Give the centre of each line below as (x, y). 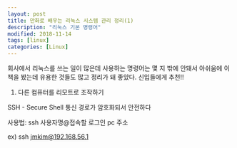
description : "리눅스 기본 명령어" (54, 27)
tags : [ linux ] (29, 41)
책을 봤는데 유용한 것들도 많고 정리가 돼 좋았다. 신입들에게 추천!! (96, 77)
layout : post (27, 14)
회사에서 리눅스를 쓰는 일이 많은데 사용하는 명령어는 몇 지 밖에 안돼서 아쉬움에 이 (119, 68)
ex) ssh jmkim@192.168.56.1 (48, 137)
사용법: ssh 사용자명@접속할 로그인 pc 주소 (68, 122)
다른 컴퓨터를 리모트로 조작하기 (61, 92)
